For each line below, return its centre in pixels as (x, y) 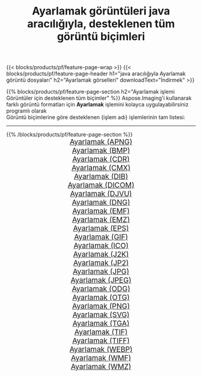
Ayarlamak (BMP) (101, 151)
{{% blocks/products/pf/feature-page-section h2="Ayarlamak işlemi (90, 92)
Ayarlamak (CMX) (101, 168)
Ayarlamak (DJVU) (101, 194)
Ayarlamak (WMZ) (101, 367)
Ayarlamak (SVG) (101, 315)
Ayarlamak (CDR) (101, 159)
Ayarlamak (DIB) (101, 177)
